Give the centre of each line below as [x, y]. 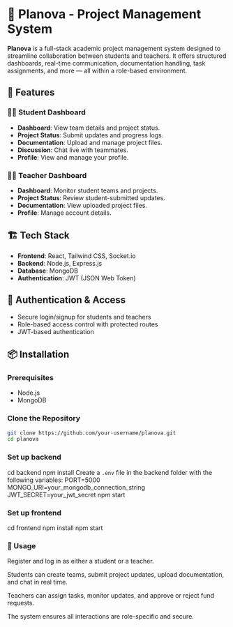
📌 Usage [22, 545]
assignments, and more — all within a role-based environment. [97, 70]
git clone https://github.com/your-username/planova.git [92, 433]
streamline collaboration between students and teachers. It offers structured [117, 56]
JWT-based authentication [55, 331]
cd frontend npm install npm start [55, 528]
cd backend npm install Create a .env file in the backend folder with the [110, 472]
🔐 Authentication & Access [67, 300]
